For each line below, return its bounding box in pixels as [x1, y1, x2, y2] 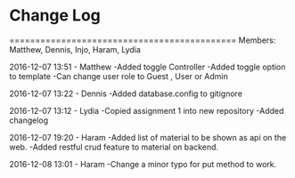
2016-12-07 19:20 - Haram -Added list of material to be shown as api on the [9, 132, 287, 142]
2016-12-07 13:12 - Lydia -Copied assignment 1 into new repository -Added [9, 105, 284, 116]
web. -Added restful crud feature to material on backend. [9, 142, 219, 152]
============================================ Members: [9, 35, 276, 45]
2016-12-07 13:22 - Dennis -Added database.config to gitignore [9, 88, 243, 99]
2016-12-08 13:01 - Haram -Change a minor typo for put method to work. [9, 158, 277, 169]
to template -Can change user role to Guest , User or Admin [9, 70, 229, 81]
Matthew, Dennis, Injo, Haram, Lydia [9, 44, 141, 54]
